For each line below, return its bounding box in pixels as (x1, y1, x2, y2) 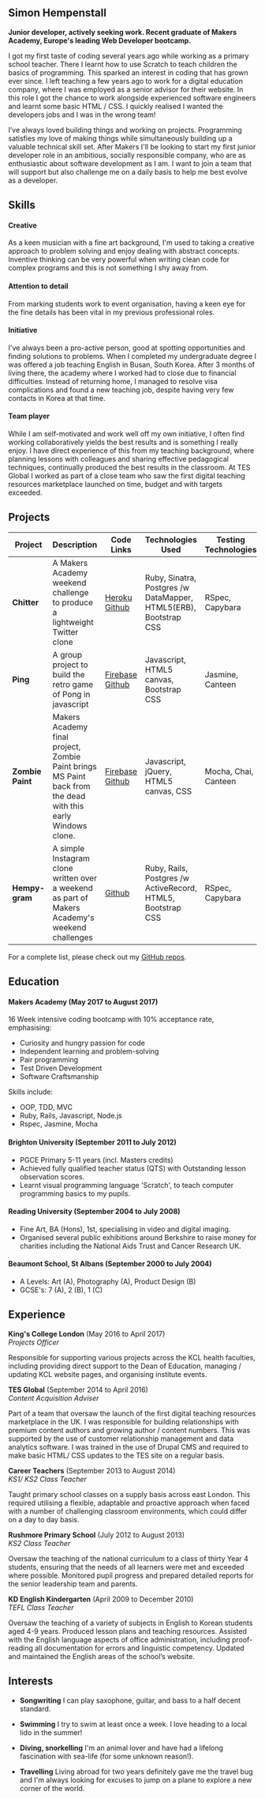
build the (52, 669, 85, 680)
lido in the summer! (19, 1727, 83, 1737)
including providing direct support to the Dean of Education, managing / (8, 1361, 242, 1371)
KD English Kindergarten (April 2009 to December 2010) (8, 1594, 194, 1604)
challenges (52, 932, 93, 943)
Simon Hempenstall (8, 6, 106, 20)
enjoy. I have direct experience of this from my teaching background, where (8, 446, 255, 455)
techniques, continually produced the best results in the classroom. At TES (8, 462, 251, 473)
